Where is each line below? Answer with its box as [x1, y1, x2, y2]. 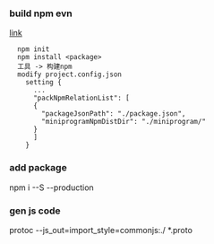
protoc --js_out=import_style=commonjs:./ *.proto [9, 224, 193, 235]
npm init [17, 45, 50, 54]
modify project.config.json [17, 70, 123, 79]
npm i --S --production [9, 182, 94, 193]
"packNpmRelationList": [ [32, 93, 130, 103]
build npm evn [9, 7, 73, 20]
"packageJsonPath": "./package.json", [41, 109, 186, 118]
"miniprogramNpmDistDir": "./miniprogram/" [41, 118, 206, 126]
